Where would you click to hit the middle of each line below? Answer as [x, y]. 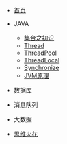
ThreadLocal [42, 60]
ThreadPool [40, 53]
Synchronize [41, 68]
